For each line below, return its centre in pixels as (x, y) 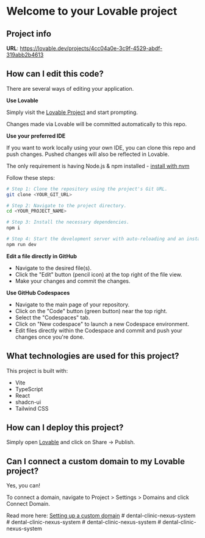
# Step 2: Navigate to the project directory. (67, 205)
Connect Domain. (28, 504)
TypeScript (29, 389)
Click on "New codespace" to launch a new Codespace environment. (102, 324)
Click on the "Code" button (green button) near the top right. (91, 311)
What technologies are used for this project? (93, 356)
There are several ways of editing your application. (70, 88)
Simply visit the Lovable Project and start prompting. (72, 112)
